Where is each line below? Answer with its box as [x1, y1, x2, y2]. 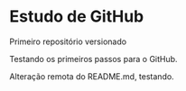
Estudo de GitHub [9, 6, 144, 27]
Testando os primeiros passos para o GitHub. [9, 53, 178, 64]
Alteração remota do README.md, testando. [9, 70, 174, 82]
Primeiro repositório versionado [9, 36, 127, 47]
